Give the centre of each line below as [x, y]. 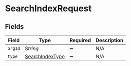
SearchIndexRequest [48, 9]
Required [80, 40]
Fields [15, 27]
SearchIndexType [45, 56]
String [32, 48]
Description [110, 40]
